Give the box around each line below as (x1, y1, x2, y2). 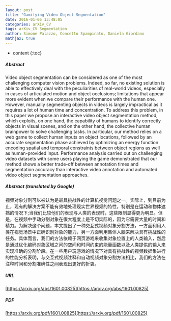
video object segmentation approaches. (5, 172, 89, 178)
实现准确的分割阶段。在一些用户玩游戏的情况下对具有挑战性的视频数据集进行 (5, 248, 166, 254)
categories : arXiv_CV (5, 21, 51, 27)
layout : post (5, 7, 33, 13)
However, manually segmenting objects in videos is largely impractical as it (5, 101, 162, 108)
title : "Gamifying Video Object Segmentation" (5, 12, 106, 17)
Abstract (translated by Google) (5, 183, 75, 190)
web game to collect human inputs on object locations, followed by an (5, 133, 152, 140)
